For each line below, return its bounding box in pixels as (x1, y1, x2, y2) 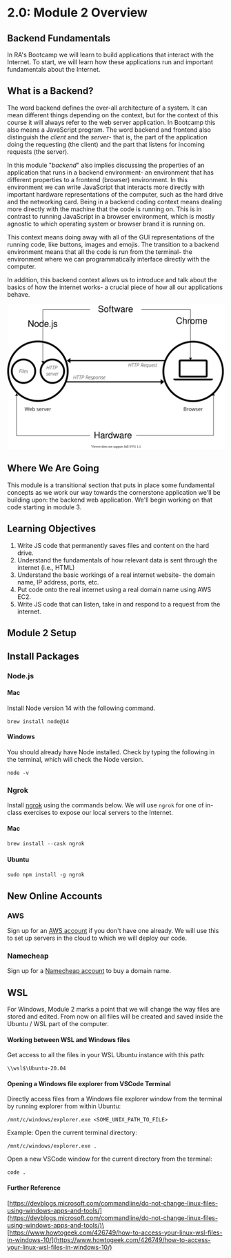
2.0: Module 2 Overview (7, 5, 148, 21)
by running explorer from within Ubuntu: (7, 1102, 121, 1110)
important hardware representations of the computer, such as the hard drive (7, 190, 223, 198)
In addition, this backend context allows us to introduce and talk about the (7, 275, 217, 284)
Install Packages (7, 651, 79, 662)
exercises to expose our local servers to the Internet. (23, 809, 174, 816)
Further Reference (7, 1183, 61, 1192)
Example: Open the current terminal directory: (7, 1128, 138, 1137)
